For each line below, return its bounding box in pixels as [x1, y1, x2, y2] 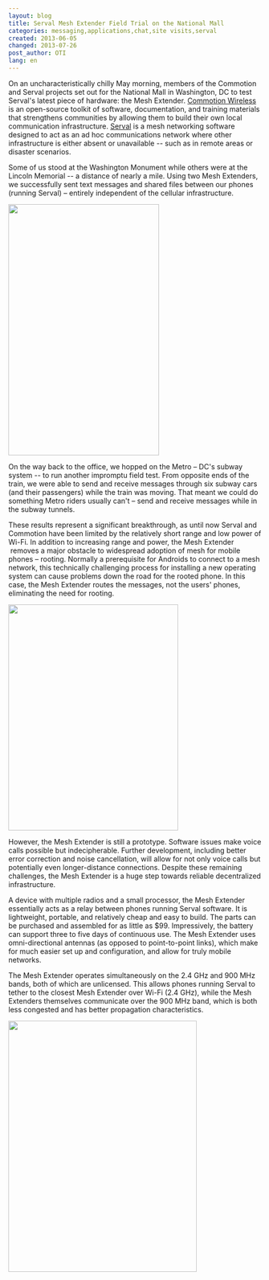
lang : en [8, 57, 38, 65]
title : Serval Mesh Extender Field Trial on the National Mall [8, 19, 225, 27]
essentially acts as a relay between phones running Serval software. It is [8, 903, 247, 913]
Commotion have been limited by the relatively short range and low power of [8, 528, 262, 538]
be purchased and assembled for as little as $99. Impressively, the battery [8, 921, 254, 930]
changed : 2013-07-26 [8, 42, 78, 50]
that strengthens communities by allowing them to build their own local [8, 112, 243, 122]
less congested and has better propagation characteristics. [8, 1004, 204, 1014]
